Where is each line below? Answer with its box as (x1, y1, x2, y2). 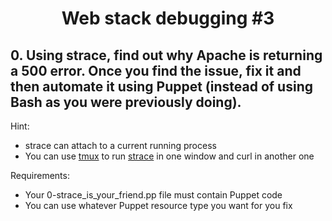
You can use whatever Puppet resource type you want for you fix (24, 200, 293, 211)
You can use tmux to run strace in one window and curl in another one (24, 150, 315, 162)
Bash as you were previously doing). (10, 93, 242, 111)
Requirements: (10, 170, 70, 181)
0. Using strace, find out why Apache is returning (10, 47, 323, 64)
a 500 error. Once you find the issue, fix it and (10, 62, 302, 79)
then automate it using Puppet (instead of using (10, 78, 313, 95)
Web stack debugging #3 (61, 7, 275, 30)
